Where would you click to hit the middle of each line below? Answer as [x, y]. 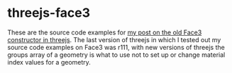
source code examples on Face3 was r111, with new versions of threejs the [116, 47]
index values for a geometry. [49, 62]
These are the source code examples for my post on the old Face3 [105, 32]
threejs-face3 [49, 13]
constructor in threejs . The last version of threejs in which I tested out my [114, 39]
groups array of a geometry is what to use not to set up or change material [116, 55]
